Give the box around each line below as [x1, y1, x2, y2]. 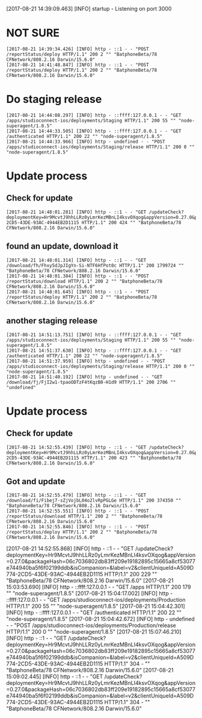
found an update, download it [6, 241, 118, 252]
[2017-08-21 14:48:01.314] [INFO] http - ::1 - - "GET [6, 257, 147, 263]
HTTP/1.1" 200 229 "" [104, 570, 158, 578]
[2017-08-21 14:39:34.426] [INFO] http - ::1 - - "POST [6, 46, 149, 52]
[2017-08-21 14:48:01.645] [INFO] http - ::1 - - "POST [6, 289, 149, 295]
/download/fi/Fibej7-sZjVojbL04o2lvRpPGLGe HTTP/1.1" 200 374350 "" [6, 498, 182, 504]
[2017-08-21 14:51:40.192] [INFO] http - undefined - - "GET [6, 373, 163, 380]
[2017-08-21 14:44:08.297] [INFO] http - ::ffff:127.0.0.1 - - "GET [6, 112, 182, 118]
